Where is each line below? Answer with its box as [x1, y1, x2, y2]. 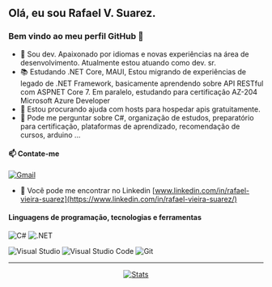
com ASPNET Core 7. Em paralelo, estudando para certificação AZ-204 [19, 87, 257, 96]
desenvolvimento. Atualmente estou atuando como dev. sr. [19, 57, 216, 67]
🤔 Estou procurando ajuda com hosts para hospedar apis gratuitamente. [19, 104, 261, 114]
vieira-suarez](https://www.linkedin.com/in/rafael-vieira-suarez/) [19, 194, 237, 204]
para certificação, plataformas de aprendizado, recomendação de [19, 121, 240, 131]
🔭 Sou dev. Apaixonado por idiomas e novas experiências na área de [19, 49, 249, 59]
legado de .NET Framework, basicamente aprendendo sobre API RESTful [19, 78, 264, 88]
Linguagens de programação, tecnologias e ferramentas [8, 213, 202, 222]
